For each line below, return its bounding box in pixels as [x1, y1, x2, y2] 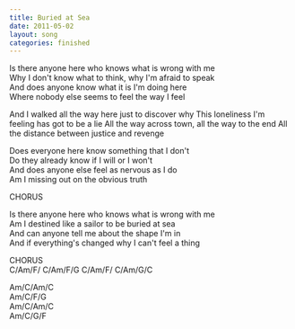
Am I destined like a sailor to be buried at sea [9, 218, 176, 229]
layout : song [9, 30, 58, 39]
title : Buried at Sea [9, 13, 91, 22]
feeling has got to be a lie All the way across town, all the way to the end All [9, 119, 288, 129]
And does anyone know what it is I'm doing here [9, 82, 187, 93]
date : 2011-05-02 [9, 22, 74, 31]
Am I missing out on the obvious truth [9, 174, 148, 185]
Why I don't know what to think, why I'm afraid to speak [9, 73, 215, 84]
